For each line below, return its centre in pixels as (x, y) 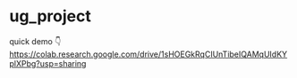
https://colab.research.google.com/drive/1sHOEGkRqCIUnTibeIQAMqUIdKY (148, 54)
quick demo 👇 (35, 41)
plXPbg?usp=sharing (48, 63)
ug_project (50, 16)
